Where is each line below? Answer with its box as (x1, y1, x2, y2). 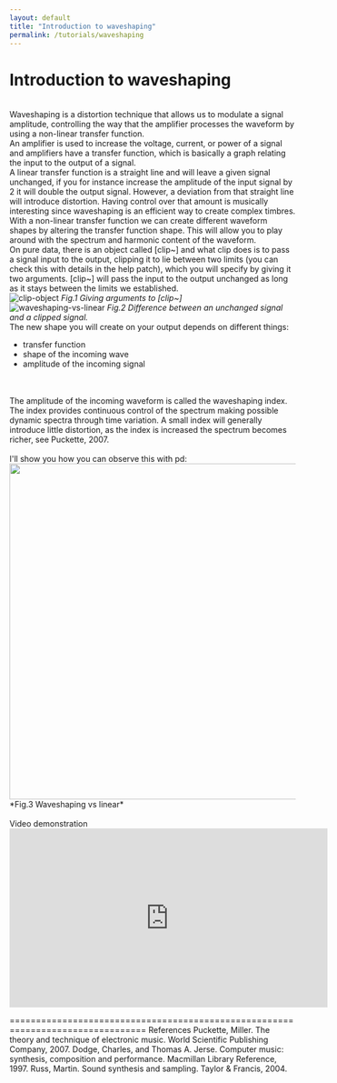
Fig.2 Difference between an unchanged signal (106, 302, 283, 314)
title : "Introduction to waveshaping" (9, 22, 156, 31)
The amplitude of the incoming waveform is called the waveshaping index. (9, 396, 288, 406)
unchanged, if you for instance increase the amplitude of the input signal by (9, 176, 293, 187)
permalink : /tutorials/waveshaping (9, 30, 144, 39)
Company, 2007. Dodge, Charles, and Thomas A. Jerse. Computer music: (9, 1044, 284, 1055)
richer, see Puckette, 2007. (9, 434, 110, 446)
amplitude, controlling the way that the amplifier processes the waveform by (9, 119, 295, 130)
